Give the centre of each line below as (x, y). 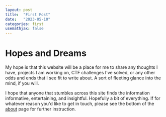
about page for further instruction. (41, 109)
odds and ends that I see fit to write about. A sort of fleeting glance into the (83, 78)
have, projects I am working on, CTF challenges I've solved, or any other (80, 73)
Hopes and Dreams (46, 53)
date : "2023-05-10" (28, 19)
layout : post (19, 10)
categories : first (24, 24)
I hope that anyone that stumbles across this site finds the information (77, 93)
